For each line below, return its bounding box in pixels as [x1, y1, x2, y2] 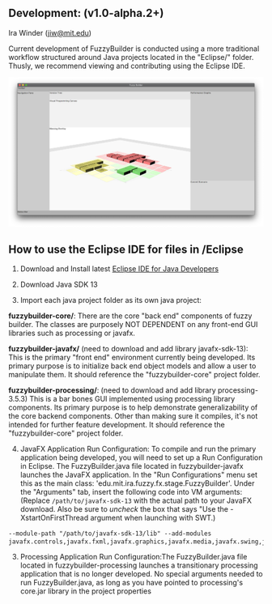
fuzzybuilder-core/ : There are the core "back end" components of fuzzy [8, 311, 253, 321]
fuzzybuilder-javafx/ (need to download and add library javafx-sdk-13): [8, 344, 249, 354]
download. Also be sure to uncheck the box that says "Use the [19, 504, 229, 514]
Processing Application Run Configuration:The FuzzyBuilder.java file [19, 552, 248, 562]
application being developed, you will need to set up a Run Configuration [19, 453, 263, 462]
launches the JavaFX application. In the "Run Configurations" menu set [19, 470, 257, 480]
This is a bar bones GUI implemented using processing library [29, 394, 236, 404]
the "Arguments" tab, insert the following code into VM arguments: [19, 487, 243, 497]
